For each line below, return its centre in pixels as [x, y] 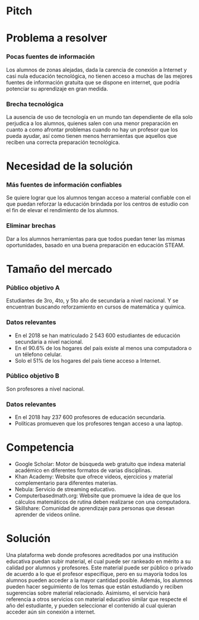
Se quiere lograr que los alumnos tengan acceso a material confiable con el [99, 198]
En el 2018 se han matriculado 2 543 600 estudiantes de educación [97, 335]
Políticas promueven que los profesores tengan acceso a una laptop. [99, 424]
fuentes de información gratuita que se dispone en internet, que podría [93, 82]
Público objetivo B [33, 376]
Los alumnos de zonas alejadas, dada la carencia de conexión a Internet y [97, 70]
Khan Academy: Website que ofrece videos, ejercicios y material [94, 477]
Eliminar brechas [31, 226]
